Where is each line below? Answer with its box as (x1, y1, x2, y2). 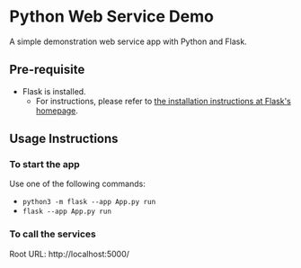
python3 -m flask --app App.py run (22, 198, 156, 207)
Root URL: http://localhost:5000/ (9, 248, 130, 259)
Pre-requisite (9, 62, 85, 77)
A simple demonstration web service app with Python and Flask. (9, 36, 247, 47)
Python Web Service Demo (9, 6, 214, 27)
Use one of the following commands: (9, 178, 146, 190)
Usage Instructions (9, 131, 119, 147)
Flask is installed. (22, 85, 87, 96)
